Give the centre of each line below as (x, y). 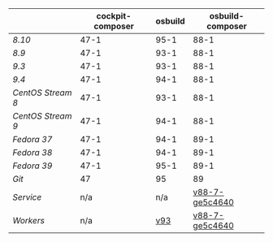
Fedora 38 (32, 152)
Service (27, 197)
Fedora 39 (32, 166)
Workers (28, 220)
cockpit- (114, 16)
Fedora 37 (32, 139)
